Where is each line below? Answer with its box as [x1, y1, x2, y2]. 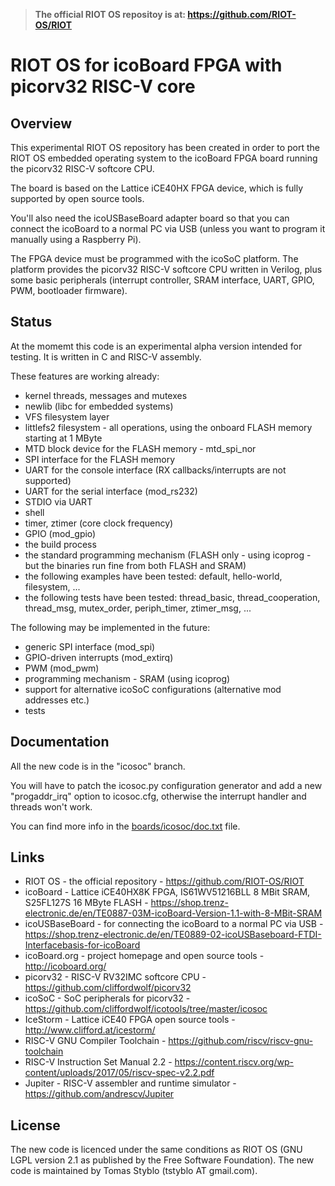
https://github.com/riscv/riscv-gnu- [168, 1035, 313, 1047]
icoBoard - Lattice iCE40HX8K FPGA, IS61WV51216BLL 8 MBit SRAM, [24, 886, 311, 898]
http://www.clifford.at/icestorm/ [24, 1024, 156, 1036]
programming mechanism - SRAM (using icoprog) [24, 672, 231, 684]
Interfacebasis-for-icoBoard [24, 939, 141, 951]
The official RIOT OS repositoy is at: [34, 9, 186, 20]
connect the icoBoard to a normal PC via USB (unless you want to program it [10, 223, 326, 234]
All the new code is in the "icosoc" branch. [10, 760, 186, 772]
